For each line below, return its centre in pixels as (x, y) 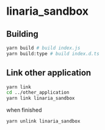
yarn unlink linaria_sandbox (43, 121)
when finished (24, 110)
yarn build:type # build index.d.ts (53, 53)
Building (22, 34)
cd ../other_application (38, 93)
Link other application (49, 73)
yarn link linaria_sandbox (41, 98)
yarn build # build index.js (43, 48)
